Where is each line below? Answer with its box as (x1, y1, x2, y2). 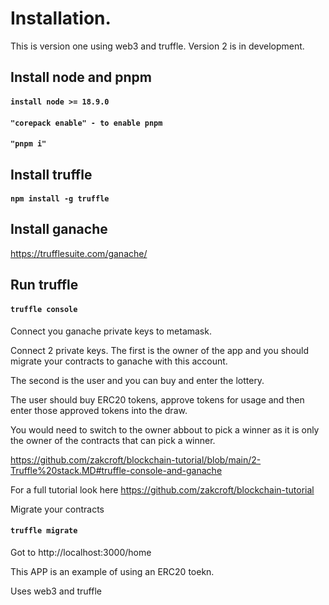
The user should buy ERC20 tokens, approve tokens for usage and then (10, 393, 305, 406)
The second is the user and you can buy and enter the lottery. (10, 374, 265, 386)
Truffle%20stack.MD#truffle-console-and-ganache (10, 464, 223, 476)
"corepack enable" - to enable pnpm (10, 118, 163, 128)
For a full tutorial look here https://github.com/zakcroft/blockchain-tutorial (10, 483, 315, 496)
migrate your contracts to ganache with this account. (10, 355, 228, 367)
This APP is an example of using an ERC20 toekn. (10, 565, 215, 577)
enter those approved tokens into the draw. (10, 404, 188, 416)
